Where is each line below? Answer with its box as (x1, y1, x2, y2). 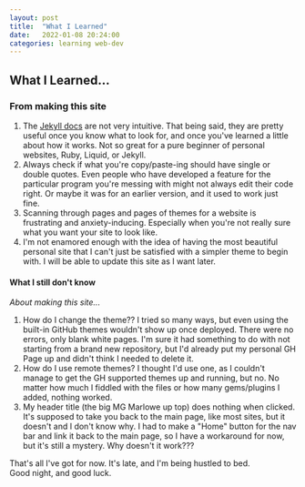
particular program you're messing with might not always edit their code (22, 178, 294, 189)
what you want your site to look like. (22, 227, 158, 238)
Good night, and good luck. (9, 468, 112, 479)
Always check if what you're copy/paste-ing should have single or (22, 158, 271, 169)
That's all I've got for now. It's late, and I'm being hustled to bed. (9, 458, 250, 469)
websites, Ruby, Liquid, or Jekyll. (22, 149, 147, 160)
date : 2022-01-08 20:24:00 (9, 30, 120, 39)
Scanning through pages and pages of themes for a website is (22, 207, 257, 218)
